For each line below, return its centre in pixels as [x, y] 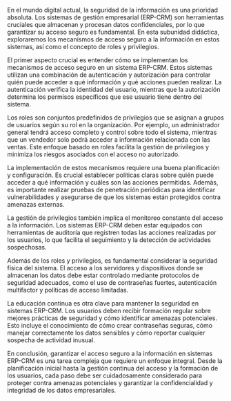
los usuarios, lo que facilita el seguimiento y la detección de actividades [109, 240]
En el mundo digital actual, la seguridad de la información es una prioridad [113, 10]
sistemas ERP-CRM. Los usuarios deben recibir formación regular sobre [109, 311]
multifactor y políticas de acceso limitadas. [68, 290]
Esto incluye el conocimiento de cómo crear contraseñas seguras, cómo [110, 325]
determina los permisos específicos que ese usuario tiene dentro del [104, 97]
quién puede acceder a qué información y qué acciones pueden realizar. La [114, 82]
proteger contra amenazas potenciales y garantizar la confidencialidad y [110, 383]
